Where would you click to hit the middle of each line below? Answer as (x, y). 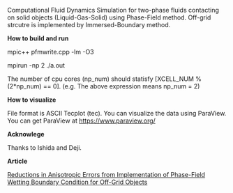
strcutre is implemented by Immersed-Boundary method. (89, 25)
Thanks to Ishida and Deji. (45, 148)
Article (17, 161)
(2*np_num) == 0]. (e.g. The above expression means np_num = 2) (104, 86)
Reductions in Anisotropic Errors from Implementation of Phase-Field (106, 175)
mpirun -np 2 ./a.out (36, 65)
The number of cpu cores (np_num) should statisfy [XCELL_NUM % (105, 79)
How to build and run (38, 38)
